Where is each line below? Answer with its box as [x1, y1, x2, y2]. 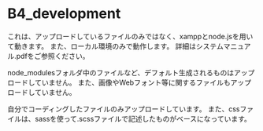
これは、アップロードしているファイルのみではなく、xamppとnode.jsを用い [7, 31, 254, 41]
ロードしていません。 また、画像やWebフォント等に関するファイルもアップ [7, 78, 251, 87]
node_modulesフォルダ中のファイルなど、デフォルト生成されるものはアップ [7, 67, 255, 77]
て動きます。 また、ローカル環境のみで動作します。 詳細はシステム [7, 41, 224, 51]
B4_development [7, 5, 121, 23]
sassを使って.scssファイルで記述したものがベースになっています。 [34, 114, 251, 123]
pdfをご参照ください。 [16, 51, 90, 60]
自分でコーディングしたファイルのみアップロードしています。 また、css [7, 104, 240, 114]
